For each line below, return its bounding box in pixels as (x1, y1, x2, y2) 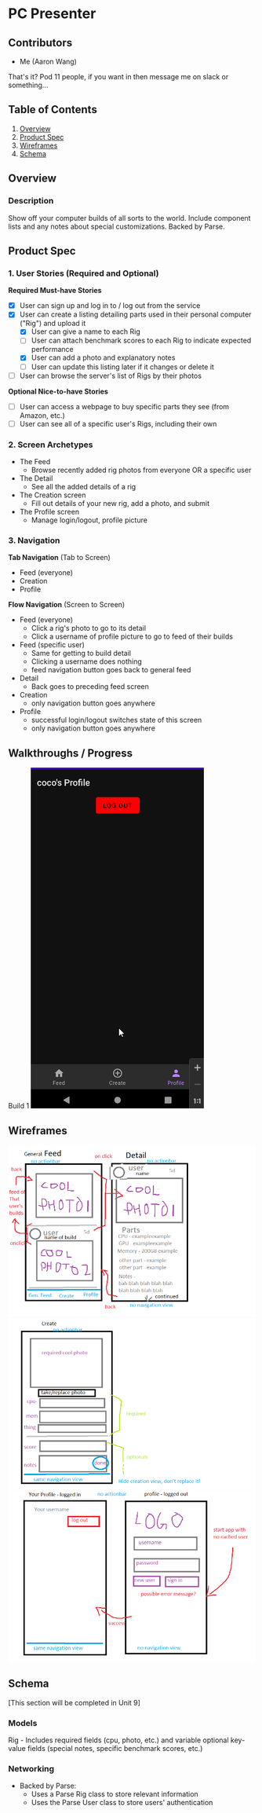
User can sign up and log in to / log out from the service (19, 301, 201, 310)
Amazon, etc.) (19, 410, 65, 420)
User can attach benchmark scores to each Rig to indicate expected (31, 335, 252, 346)
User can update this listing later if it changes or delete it (31, 362, 214, 372)
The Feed (19, 457, 51, 467)
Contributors (8, 36, 73, 49)
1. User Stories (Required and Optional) (8, 268, 159, 279)
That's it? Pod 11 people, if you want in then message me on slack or (8, 72, 229, 81)
